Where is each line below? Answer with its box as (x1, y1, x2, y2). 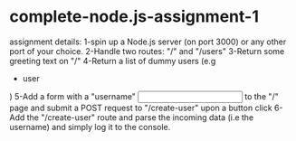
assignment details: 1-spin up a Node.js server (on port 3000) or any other (9, 36, 287, 47)
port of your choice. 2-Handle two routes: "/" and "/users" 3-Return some (9, 45, 285, 56)
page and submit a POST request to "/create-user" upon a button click (9, 102, 273, 113)
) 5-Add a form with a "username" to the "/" (9, 90, 279, 101)
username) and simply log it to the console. (9, 121, 171, 132)
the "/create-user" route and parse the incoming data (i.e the (26, 111, 254, 123)
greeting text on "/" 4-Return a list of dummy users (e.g (9, 55, 216, 66)
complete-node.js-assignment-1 (9, 6, 260, 27)
